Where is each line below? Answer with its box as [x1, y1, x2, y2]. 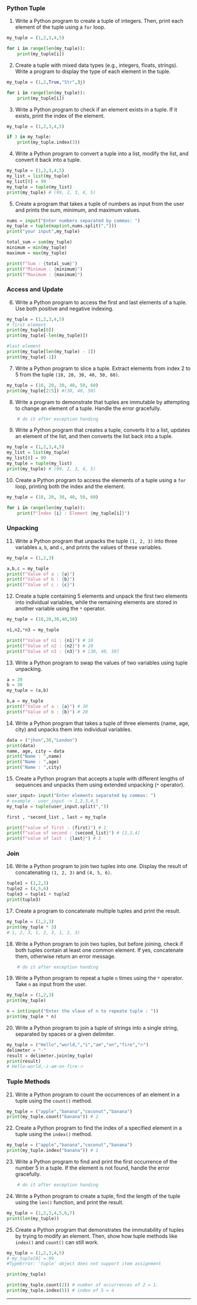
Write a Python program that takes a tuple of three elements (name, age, [15, 720, 190, 727]
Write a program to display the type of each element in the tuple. [15, 67, 171, 74]
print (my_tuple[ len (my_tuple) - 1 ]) [6, 349, 96, 355]
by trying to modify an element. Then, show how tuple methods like [15, 1232, 178, 1239]
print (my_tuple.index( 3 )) [17, 140, 81, 145]
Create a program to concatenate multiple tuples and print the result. [15, 907, 181, 914]
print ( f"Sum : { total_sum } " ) [6, 260, 78, 266]
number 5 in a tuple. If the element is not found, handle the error [15, 1164, 170, 1171]
